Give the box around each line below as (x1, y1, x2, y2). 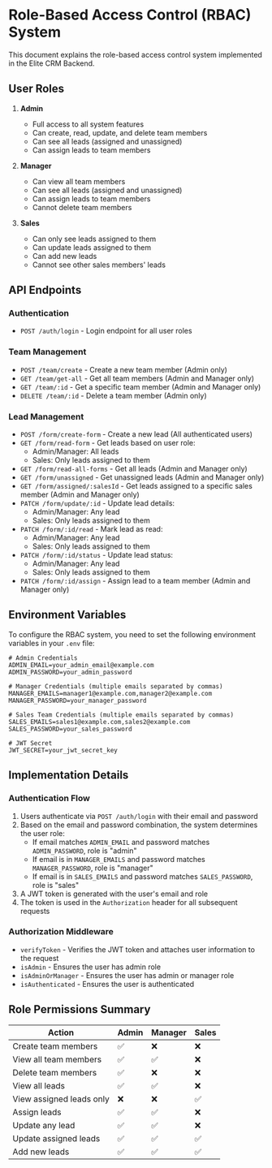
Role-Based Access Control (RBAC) (8, 6, 252, 24)
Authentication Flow (8, 793, 91, 804)
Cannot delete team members (32, 202, 132, 212)
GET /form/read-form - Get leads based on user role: (19, 438, 196, 448)
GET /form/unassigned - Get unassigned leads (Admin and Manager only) (19, 472, 265, 482)
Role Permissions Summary (8, 1002, 151, 1016)
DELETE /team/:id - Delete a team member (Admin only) (19, 390, 207, 400)
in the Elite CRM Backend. (8, 58, 95, 68)
